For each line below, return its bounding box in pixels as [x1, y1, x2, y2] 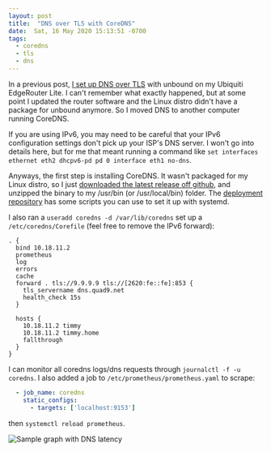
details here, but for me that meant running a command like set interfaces [8, 147, 259, 156]
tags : [8, 34, 27, 43]
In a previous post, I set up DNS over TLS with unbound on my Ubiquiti [8, 79, 243, 89]
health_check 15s [23, 293, 82, 301]
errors [15, 265, 38, 273]
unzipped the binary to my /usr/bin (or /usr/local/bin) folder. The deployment [8, 188, 263, 198]
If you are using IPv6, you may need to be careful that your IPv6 [8, 129, 221, 139]
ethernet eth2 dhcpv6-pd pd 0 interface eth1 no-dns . [8, 155, 192, 164]
